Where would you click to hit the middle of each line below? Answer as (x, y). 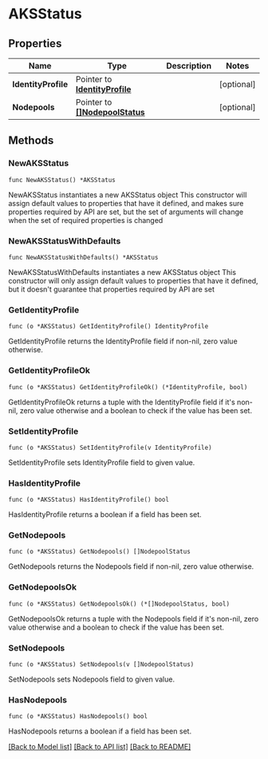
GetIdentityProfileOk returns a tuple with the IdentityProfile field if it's (122, 402)
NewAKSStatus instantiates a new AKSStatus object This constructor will (128, 195)
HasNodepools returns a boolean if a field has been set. (100, 731)
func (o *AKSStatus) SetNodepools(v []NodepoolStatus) (101, 665)
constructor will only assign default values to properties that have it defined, (133, 280)
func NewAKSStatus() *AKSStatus (62, 180)
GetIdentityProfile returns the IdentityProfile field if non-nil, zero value (123, 341)
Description (189, 66)
